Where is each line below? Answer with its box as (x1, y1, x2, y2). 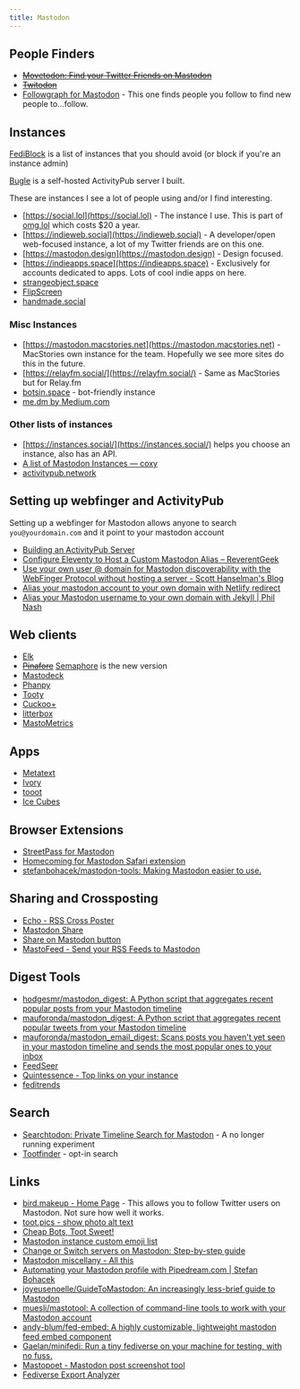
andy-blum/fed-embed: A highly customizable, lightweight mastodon (21, 1322, 277, 1332)
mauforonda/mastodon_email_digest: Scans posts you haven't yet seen (21, 1031, 286, 1042)
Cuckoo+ (21, 699, 56, 710)
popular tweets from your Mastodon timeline (21, 1022, 186, 1033)
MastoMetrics (21, 718, 74, 729)
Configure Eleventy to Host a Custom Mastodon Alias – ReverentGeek (21, 554, 279, 564)
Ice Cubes (21, 796, 61, 808)
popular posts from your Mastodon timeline (21, 1002, 183, 1014)
